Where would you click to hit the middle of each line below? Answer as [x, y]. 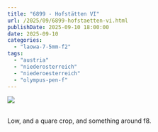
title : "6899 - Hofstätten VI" [53, 14]
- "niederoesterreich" [47, 73]
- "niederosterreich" [46, 67]
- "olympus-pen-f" [41, 80]
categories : [25, 40]
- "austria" [32, 60]
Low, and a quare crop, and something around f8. [79, 121]
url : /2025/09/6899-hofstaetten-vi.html [68, 21]
